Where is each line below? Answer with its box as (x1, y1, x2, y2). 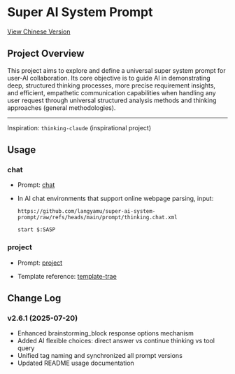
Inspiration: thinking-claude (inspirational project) (7, 123, 152, 132)
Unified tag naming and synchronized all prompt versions (17, 352, 183, 360)
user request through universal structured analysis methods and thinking (7, 96, 217, 104)
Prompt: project (17, 258, 63, 267)
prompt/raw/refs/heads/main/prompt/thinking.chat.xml (17, 214, 178, 221)
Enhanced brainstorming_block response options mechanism (17, 329, 194, 338)
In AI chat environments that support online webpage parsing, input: (17, 194, 214, 203)
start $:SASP (17, 226, 56, 233)
